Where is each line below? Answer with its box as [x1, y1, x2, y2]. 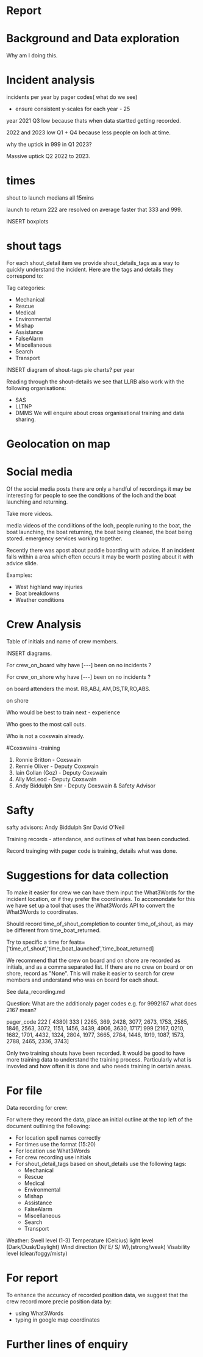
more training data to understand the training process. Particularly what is [6, 1055, 192, 1063]
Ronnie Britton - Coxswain [15, 756, 81, 763]
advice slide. [6, 560, 38, 567]
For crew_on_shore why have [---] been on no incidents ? [6, 673, 151, 681]
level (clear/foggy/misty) [6, 1250, 68, 1257]
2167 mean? [6, 1006, 37, 1013]
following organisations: [6, 384, 66, 391]
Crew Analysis [6, 618, 82, 632]
